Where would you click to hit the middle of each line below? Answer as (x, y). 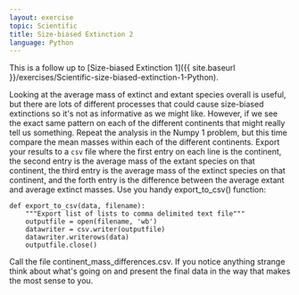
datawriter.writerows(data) (77, 238)
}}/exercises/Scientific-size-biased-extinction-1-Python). (114, 78)
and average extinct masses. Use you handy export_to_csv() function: (137, 190)
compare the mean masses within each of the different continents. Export (145, 142)
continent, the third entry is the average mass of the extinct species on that (147, 171)
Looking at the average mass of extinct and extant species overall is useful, (148, 95)
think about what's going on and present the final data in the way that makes (150, 271)
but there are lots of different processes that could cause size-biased (137, 105)
